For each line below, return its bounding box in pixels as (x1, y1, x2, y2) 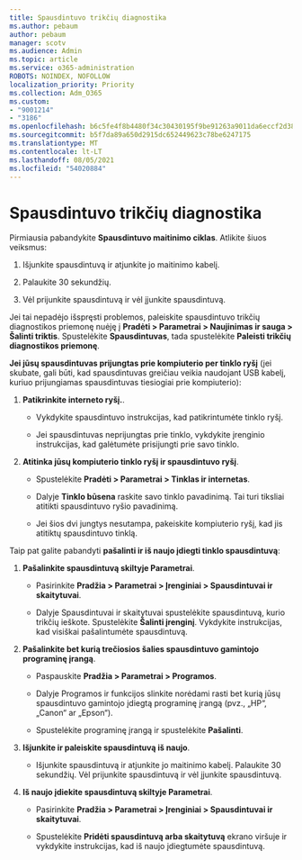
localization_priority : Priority (9, 80, 135, 89)
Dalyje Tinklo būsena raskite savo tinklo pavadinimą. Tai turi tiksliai (35, 492, 285, 502)
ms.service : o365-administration (9, 64, 135, 73)
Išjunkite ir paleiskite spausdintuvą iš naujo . (22, 742, 191, 753)
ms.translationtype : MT (9, 139, 99, 148)
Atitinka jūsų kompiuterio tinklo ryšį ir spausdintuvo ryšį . (22, 457, 239, 467)
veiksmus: (9, 242, 48, 253)
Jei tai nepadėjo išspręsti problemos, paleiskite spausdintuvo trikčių (9, 312, 261, 322)
